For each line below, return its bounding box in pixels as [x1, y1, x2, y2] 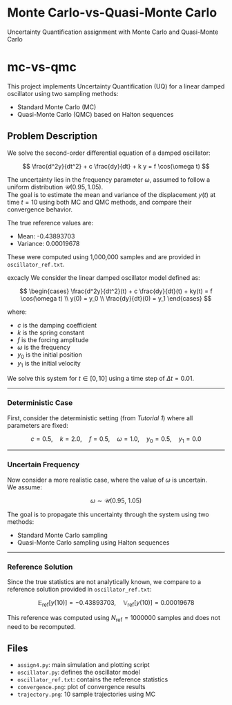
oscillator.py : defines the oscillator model [17, 668, 140, 677]
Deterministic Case [7, 398, 73, 408]
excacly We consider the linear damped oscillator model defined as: [7, 273, 200, 281]
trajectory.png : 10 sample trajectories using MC [17, 690, 156, 699]
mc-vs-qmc [7, 59, 77, 75]
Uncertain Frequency [7, 460, 80, 469]
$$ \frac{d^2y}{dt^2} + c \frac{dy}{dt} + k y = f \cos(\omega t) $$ [22, 162, 210, 170]
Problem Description [7, 130, 98, 142]
